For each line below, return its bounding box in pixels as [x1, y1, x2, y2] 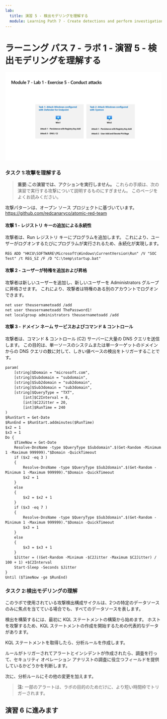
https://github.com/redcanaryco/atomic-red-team [5, 210, 107, 216]
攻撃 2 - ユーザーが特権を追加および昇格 [5, 267, 87, 273]
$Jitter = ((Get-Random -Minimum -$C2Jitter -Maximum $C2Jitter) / [14, 555, 157, 560]
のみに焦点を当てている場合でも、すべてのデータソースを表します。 [5, 606, 143, 612]
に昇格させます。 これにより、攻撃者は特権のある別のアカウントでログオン [5, 285, 158, 292]
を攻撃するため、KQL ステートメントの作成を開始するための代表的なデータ [5, 623, 159, 629]
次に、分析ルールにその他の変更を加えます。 [5, 674, 96, 680]
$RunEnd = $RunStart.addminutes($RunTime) [5, 420, 94, 425]
